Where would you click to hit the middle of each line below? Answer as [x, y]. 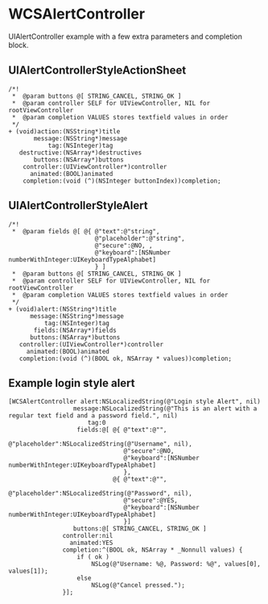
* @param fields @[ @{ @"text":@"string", [86, 231]
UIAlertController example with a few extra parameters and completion [126, 36]
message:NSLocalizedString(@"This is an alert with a [165, 409]
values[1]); [28, 571]
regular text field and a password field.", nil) [93, 416]
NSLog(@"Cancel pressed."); [138, 585]
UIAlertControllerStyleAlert [78, 206]
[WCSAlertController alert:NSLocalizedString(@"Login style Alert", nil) [135, 402]
